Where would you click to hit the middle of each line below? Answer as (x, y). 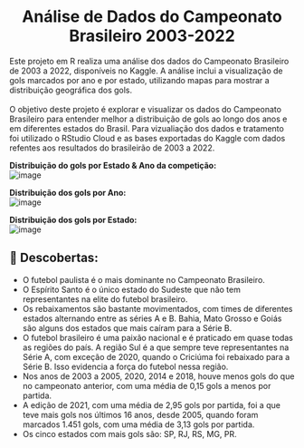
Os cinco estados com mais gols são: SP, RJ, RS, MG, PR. (129, 433)
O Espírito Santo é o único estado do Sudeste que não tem (132, 289)
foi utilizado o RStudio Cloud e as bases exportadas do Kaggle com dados (147, 138)
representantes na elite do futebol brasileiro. (105, 299)
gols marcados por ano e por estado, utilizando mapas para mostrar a (139, 80)
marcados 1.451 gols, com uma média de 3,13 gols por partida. (138, 424)
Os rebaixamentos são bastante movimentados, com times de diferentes (157, 308)
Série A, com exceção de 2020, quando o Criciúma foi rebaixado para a (156, 356)
